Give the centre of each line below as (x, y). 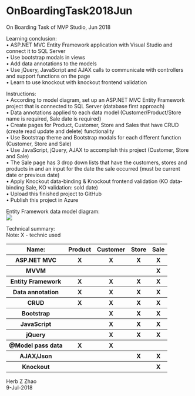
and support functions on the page (48, 76)
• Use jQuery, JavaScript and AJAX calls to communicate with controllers (95, 69)
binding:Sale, (22, 187)
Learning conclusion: (31, 38)
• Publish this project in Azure (42, 200)
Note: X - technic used (33, 235)
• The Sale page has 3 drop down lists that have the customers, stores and (97, 162)
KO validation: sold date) (69, 187)
